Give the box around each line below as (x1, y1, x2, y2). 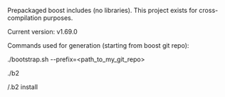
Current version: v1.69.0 (7, 28, 78, 36)
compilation (7, 14, 42, 22)
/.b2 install (7, 83, 38, 91)
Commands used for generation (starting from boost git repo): (7, 41, 189, 49)
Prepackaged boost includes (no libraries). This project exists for (7, 6, 198, 14)
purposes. (43, 14, 73, 22)
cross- (199, 6, 219, 14)
